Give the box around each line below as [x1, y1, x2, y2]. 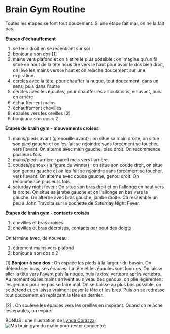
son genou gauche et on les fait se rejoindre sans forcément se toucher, [12, 168, 163, 174]
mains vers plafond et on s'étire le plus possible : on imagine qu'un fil [12, 56, 158, 62]
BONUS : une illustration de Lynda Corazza [5, 317, 95, 323]
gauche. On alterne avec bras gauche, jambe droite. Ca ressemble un [12, 194, 158, 201]
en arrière [12, 94, 33, 100]
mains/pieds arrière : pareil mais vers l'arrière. [12, 156, 109, 163]
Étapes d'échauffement [5, 36, 56, 42]
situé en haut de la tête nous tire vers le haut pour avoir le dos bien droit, [12, 61, 164, 68]
